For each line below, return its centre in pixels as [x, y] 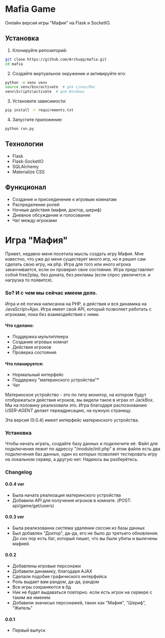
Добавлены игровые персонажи [47, 566]
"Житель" [22, 608]
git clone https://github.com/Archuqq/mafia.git [56, 59]
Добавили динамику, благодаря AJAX [52, 571]
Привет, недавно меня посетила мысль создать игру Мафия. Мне [74, 254]
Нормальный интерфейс [38, 375]
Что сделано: [19, 325]
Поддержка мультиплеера [40, 336]
